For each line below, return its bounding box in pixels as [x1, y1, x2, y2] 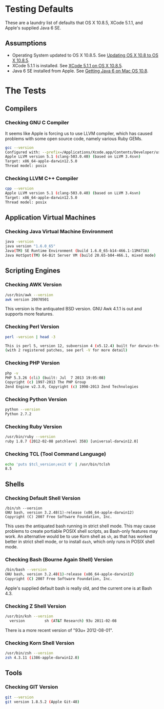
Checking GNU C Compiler [5, 119, 69, 126]
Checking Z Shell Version [5, 602, 66, 609]
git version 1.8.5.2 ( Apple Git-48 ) [5, 699, 80, 704]
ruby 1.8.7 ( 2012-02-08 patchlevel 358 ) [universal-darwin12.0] [5, 439, 139, 444]
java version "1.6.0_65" [5, 244, 56, 249]
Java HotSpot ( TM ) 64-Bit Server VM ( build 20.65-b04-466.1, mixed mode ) [5, 253, 156, 258]
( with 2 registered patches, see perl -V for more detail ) [5, 348, 128, 353]
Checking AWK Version [5, 281, 62, 288]
